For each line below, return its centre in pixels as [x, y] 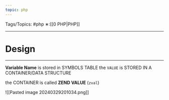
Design [20, 49]
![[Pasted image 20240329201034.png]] [47, 92]
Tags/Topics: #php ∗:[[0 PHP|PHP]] [43, 24]
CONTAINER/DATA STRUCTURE [38, 72]
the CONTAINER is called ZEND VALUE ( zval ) [52, 82]
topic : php [17, 10]
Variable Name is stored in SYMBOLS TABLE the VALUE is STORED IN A [78, 67]
